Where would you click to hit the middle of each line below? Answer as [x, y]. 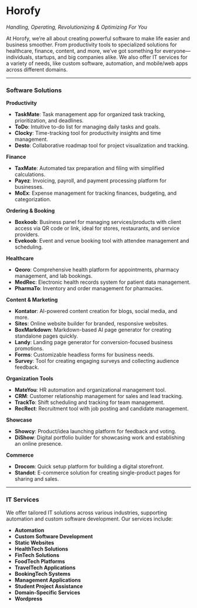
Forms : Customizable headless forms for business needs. [84, 355]
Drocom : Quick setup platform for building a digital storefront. [89, 467]
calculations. [30, 175]
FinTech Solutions [37, 555]
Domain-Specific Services [47, 592]
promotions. [29, 349]
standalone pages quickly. [46, 336]
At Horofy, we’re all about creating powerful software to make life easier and [98, 38]
